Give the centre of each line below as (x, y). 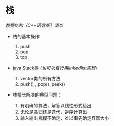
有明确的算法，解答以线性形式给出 (56, 105)
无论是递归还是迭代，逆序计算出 (53, 112)
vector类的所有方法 (40, 78)
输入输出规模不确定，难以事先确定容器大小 (65, 118)
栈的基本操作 (26, 36)
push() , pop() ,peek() (43, 84)
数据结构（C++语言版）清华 (34, 25)
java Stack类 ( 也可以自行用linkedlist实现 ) (55, 68)
